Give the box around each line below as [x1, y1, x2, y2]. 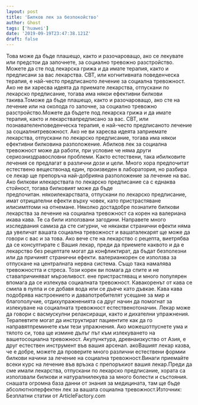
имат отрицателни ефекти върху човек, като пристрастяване [6, 197, 161, 204]
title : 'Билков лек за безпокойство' [6, 14, 99, 20]
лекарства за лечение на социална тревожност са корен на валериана [6, 210, 186, 217]
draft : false [6, 36, 38, 42]
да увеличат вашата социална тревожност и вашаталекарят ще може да [6, 229, 190, 236]
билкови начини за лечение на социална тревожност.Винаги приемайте [6, 355, 189, 361]
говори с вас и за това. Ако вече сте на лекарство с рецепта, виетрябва [6, 235, 189, 242]
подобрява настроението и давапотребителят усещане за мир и [6, 291, 170, 298]
